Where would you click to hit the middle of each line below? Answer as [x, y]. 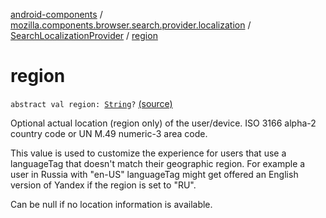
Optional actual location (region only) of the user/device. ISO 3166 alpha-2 [163, 123]
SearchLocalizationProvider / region [84, 35]
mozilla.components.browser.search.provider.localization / [131, 25]
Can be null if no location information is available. [111, 204]
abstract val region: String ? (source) [91, 103]
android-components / [56, 14]
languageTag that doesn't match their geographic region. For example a [158, 163]
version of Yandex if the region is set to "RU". [103, 185]
